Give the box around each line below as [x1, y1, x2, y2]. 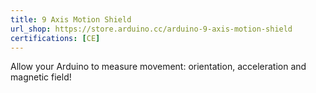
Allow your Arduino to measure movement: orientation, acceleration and [10, 61, 307, 73]
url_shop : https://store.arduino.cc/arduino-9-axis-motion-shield [10, 24, 293, 34]
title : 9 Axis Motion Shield [10, 14, 132, 25]
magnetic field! [10, 71, 72, 83]
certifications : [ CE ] [10, 33, 101, 43]
